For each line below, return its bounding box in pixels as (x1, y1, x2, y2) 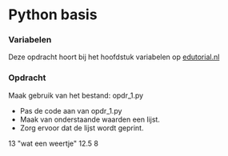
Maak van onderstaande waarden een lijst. (19, 114, 160, 124)
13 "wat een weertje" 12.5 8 (8, 138, 98, 148)
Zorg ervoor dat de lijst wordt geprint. (19, 122, 144, 133)
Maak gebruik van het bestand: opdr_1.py (8, 90, 144, 100)
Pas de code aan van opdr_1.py (19, 106, 122, 115)
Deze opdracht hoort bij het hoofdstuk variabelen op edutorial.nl (8, 52, 220, 62)
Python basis (8, 6, 98, 24)
